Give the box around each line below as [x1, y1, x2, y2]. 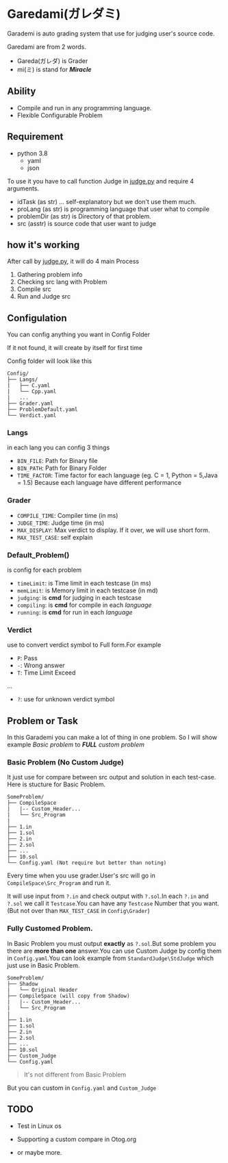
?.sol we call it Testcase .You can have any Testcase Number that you [7, 899, 202, 908]
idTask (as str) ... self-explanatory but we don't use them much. [16, 197, 197, 205]
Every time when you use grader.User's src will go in [7, 871, 156, 880]
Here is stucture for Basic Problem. [7, 780, 106, 788]
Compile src [16, 285, 51, 293]
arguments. [7, 184, 40, 192]
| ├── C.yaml [7, 382, 51, 389]
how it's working [7, 239, 80, 251]
